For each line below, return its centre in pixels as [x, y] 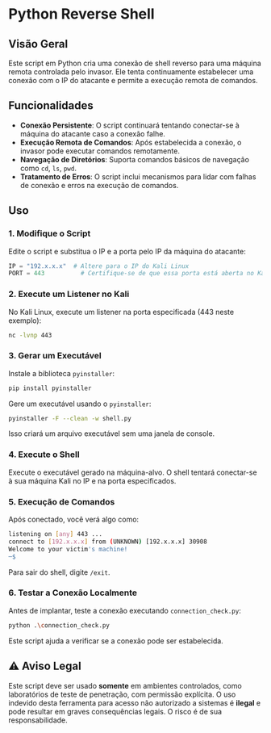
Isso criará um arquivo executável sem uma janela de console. [112, 434]
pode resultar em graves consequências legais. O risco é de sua [115, 711]
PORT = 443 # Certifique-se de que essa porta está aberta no [131, 274]
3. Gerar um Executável [55, 356]
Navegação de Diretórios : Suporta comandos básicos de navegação [135, 159]
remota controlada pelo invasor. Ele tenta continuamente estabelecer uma [131, 72]
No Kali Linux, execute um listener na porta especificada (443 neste [121, 312]
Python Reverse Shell [81, 14]
